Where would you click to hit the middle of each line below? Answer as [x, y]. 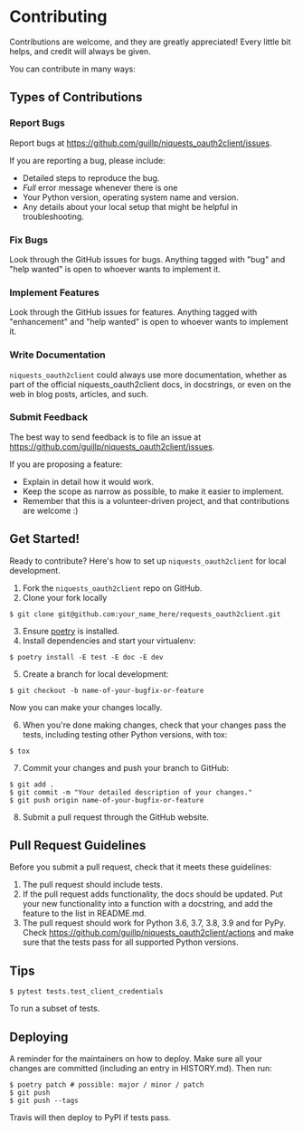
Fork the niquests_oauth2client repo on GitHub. [112, 588]
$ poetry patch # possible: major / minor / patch [107, 1085]
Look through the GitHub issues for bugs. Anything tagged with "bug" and [147, 259]
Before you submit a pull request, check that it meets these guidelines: [141, 867]
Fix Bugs [28, 240]
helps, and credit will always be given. [80, 51]
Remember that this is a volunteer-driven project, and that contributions [156, 500]
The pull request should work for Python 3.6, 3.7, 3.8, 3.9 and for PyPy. [154, 923]
